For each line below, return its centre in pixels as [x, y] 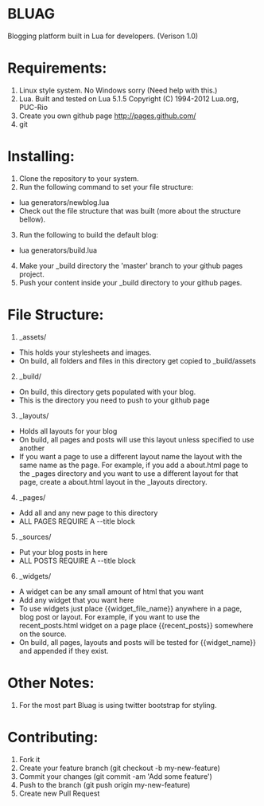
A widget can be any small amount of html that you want [111, 592]
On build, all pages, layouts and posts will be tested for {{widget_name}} [137, 642]
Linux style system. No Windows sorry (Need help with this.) [118, 90]
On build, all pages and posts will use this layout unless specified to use [136, 439]
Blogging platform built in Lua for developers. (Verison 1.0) [103, 36]
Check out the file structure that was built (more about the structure [130, 210]
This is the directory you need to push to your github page [114, 400]
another [32, 448]
